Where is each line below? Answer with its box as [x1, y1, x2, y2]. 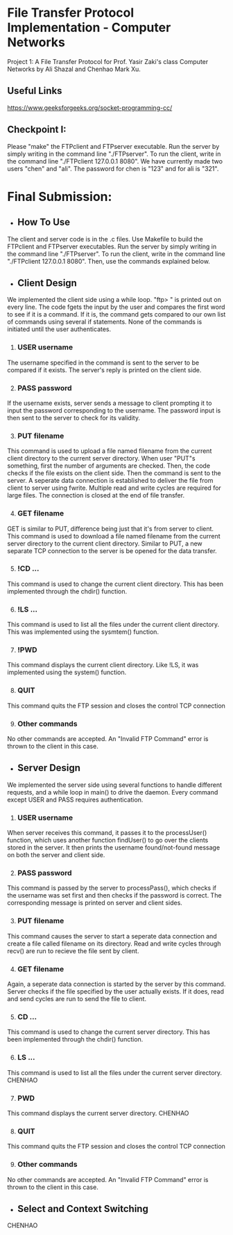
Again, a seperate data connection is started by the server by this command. [7, 980, 226, 989]
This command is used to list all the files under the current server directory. [7, 1068, 223, 1076]
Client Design [17, 277, 78, 289]
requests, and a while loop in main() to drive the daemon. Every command [7, 788, 218, 796]
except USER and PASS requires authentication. [7, 795, 144, 804]
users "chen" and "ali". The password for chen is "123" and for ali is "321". [7, 164, 219, 173]
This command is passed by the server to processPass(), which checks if [7, 884, 217, 892]
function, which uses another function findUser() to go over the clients [7, 836, 209, 845]
